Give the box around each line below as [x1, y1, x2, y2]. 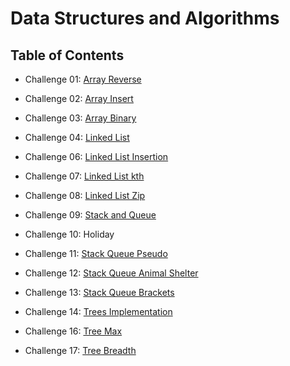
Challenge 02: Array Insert [24, 93, 134, 104]
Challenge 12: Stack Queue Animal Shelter [24, 267, 199, 279]
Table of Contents [10, 47, 125, 64]
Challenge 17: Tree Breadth [24, 345, 137, 356]
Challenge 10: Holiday [24, 228, 115, 240]
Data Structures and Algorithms [10, 7, 280, 30]
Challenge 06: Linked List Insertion [24, 151, 169, 162]
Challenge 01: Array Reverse [24, 73, 142, 85]
